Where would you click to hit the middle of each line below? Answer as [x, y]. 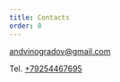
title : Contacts [39, 17]
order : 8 [26, 26]
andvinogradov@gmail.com [60, 51]
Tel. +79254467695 [46, 69]
